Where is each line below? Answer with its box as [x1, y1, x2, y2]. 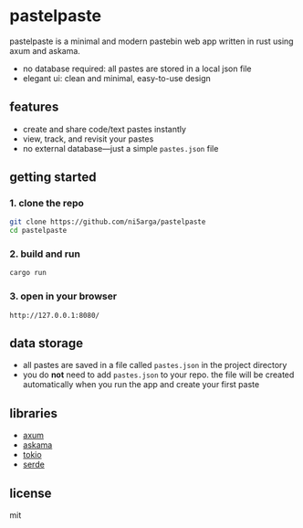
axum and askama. [9, 45, 80, 56]
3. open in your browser [9, 290, 117, 302]
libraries [9, 406, 57, 421]
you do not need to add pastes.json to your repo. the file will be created [22, 369, 295, 380]
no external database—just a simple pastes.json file [22, 143, 219, 153]
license [9, 485, 52, 501]
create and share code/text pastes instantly [22, 123, 187, 134]
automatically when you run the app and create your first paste [22, 379, 260, 390]
